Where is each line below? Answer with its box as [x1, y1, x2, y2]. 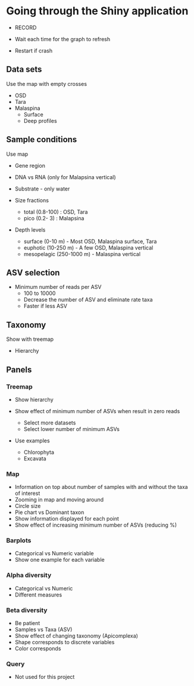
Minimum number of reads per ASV [14, 284, 102, 291]
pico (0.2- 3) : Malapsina [23, 214, 85, 222]
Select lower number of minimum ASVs [23, 425, 120, 432]
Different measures [14, 591, 62, 598]
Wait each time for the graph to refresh [14, 35, 111, 42]
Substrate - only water [14, 185, 70, 192]
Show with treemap [6, 336, 54, 343]
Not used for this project [14, 673, 75, 681]
